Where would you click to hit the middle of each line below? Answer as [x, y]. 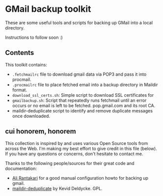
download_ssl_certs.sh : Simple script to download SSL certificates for [83, 95]
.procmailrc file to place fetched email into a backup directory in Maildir [85, 84]
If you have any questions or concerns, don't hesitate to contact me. [74, 154]
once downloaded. [31, 116]
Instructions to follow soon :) [34, 37]
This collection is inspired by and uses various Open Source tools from [77, 143]
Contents [20, 53]
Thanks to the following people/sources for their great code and [70, 163]
